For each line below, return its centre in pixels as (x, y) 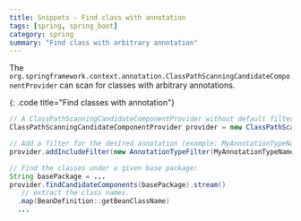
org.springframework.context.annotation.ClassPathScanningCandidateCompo (150, 77)
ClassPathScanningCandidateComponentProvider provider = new (126, 127)
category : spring (42, 34)
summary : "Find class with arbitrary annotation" (104, 42)
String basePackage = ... (57, 176)
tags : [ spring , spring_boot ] (64, 26)
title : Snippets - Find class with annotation (98, 17)
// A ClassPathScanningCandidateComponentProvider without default (138, 119)
